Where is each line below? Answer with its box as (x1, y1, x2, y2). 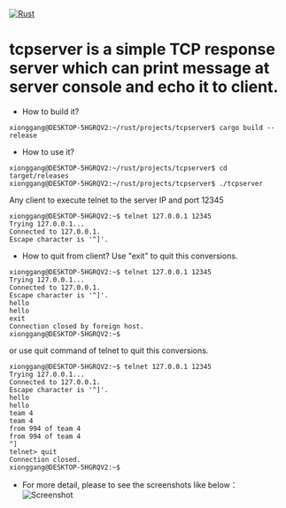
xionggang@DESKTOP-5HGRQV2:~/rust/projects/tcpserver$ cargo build (9, 123, 264, 132)
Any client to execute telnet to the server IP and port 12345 (9, 195, 224, 205)
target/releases (9, 171, 69, 181)
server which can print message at (9, 58, 270, 79)
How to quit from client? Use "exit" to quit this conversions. (21, 250, 238, 261)
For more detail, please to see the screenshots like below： (21, 479, 238, 490)
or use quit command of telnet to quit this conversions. (9, 345, 209, 356)
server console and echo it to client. (9, 77, 279, 97)
